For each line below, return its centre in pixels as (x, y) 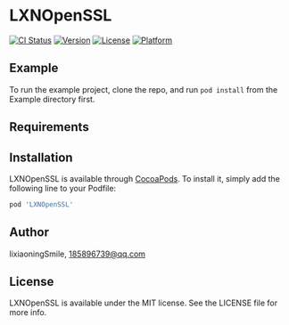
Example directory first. (52, 99)
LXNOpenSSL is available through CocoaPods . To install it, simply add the (145, 178)
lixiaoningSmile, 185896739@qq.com (77, 254)
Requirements (49, 127)
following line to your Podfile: (63, 188)
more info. (28, 313)
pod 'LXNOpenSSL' (41, 204)
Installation (41, 157)
